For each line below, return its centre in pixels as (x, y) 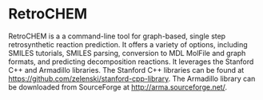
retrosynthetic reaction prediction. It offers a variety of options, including (128, 44)
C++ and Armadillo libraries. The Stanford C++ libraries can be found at (126, 70)
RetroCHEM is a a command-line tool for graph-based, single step (117, 36)
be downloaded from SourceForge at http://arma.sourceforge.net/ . (118, 87)
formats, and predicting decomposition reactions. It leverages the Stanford (131, 62)
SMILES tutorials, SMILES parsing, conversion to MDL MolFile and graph (127, 53)
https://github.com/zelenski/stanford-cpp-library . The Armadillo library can (132, 78)
